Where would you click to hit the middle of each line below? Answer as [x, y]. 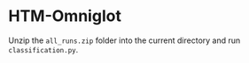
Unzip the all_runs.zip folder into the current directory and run [124, 40]
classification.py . [43, 49]
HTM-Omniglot [65, 16]
